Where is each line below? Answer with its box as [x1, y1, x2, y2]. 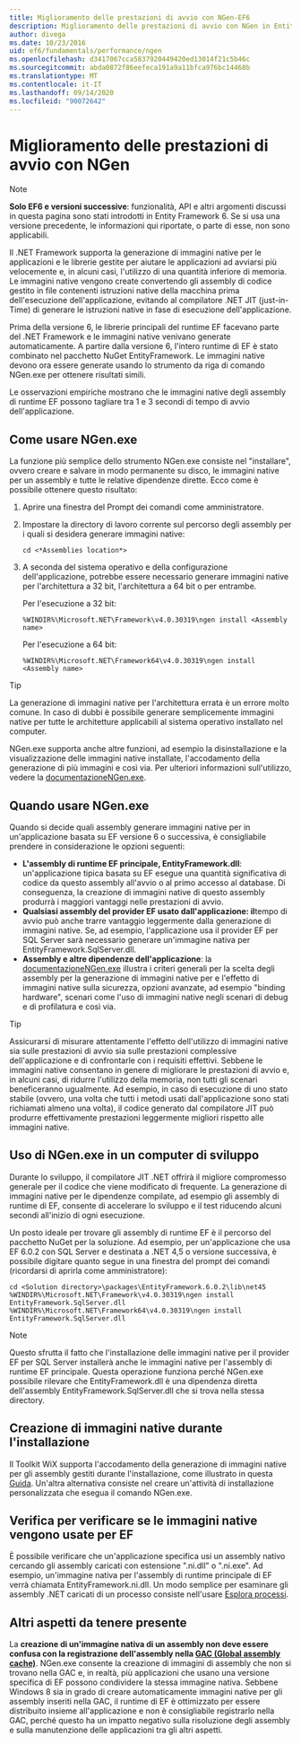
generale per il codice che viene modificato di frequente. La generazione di [9, 1181, 288, 1191]
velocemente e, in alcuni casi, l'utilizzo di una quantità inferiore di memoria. [9, 266, 288, 277]
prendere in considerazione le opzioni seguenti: [9, 841, 185, 851]
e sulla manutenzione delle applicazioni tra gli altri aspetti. [9, 1724, 223, 1736]
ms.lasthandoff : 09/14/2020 [9, 88, 115, 97]
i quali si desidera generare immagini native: [21, 528, 185, 539]
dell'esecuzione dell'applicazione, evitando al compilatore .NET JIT [9, 295, 257, 306]
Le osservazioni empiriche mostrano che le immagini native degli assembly [9, 387, 287, 397]
